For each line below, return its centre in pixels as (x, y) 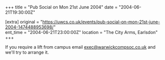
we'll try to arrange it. (27, 52)
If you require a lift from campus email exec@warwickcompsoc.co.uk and (80, 47)
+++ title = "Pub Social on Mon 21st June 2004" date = (61, 7)
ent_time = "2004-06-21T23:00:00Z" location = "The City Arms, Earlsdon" (82, 32)
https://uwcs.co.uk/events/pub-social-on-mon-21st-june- (101, 22)
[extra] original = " (24, 22)
